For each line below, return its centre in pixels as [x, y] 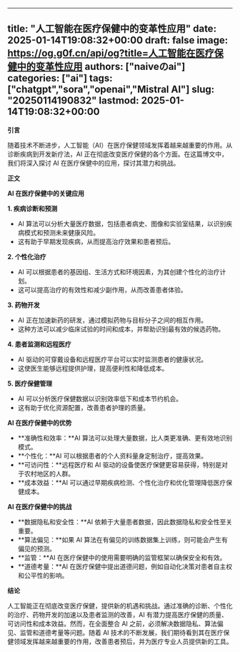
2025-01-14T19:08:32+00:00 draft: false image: [118, 40]
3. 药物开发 [24, 305]
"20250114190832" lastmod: [73, 101]
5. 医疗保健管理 [30, 383]
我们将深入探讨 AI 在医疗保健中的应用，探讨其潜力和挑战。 [94, 163]
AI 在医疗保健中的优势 [40, 423]
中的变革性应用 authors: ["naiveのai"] [101, 67]
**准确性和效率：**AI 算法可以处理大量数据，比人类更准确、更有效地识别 [125, 438]
